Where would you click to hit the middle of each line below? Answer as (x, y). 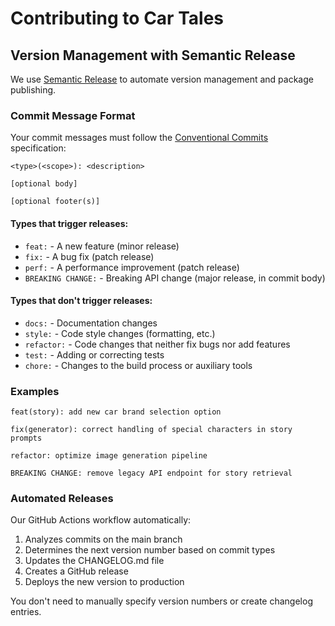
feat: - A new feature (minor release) (102, 246)
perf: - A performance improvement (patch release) (132, 267)
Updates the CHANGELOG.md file (94, 561)
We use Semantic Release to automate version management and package (162, 79)
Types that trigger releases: (69, 223)
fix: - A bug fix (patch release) (89, 256)
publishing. (33, 90)
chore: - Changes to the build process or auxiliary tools (138, 365)
